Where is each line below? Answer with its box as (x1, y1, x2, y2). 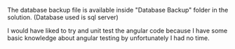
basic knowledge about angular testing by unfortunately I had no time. (7, 34, 210, 42)
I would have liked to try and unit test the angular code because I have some (7, 27, 228, 35)
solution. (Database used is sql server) (7, 13, 119, 21)
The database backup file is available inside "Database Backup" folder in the (7, 6, 229, 14)
